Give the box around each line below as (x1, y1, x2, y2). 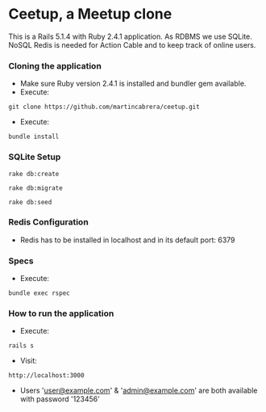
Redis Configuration (8, 217, 89, 228)
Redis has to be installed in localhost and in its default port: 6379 (19, 235, 235, 245)
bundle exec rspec (8, 289, 70, 297)
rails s (8, 342, 35, 350)
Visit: (19, 356, 38, 366)
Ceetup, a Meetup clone (8, 5, 172, 23)
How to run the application (8, 308, 114, 319)
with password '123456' (19, 394, 101, 404)
